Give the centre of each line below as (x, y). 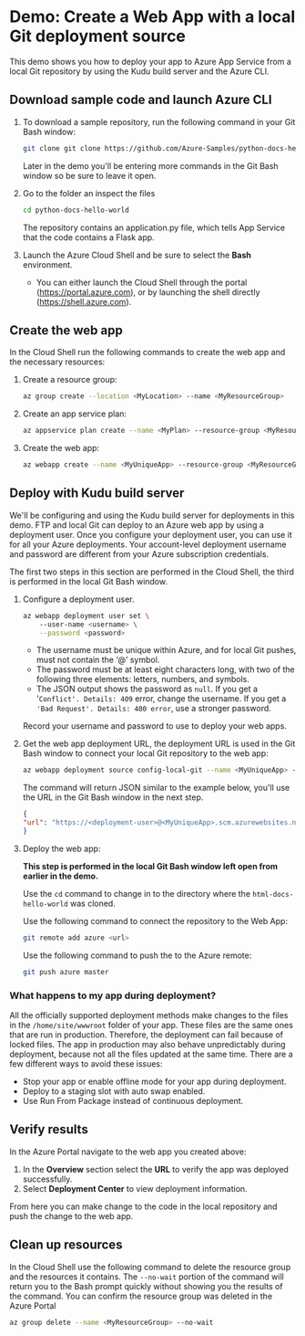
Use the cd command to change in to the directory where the (137, 893)
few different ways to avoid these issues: (86, 1063)
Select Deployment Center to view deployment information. (135, 1188)
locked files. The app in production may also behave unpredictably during (147, 1044)
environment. (47, 264)
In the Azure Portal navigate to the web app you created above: (128, 1152)
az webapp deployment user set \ (86, 615)
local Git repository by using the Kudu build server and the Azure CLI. (139, 71)
